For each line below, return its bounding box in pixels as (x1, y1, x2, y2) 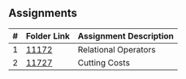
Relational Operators (77, 44, 156, 55)
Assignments (8, 6, 78, 20)
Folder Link (25, 30, 71, 41)
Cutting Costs (77, 56, 130, 68)
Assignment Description (77, 30, 175, 41)
